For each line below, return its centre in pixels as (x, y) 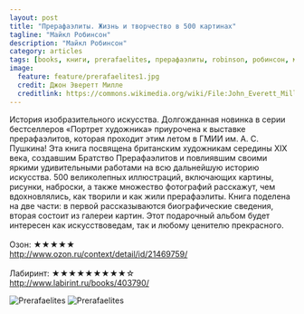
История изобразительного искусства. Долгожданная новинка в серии (147, 119)
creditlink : (40, 93)
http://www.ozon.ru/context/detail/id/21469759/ (99, 253)
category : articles (46, 52)
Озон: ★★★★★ (42, 244)
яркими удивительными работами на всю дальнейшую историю (134, 167)
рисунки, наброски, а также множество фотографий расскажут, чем (142, 186)
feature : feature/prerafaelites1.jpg (89, 77)
